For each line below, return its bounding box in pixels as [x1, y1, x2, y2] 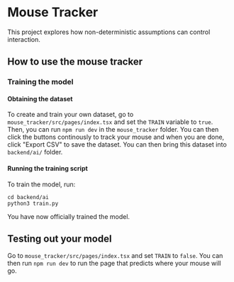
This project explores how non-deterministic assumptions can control [7, 28, 211, 36]
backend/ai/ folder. [7, 148, 63, 157]
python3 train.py [7, 200, 59, 207]
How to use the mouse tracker [7, 56, 143, 68]
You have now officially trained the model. [7, 212, 130, 220]
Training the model [7, 77, 74, 87]
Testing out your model [7, 233, 112, 245]
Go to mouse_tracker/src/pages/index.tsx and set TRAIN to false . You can [7, 252, 223, 260]
